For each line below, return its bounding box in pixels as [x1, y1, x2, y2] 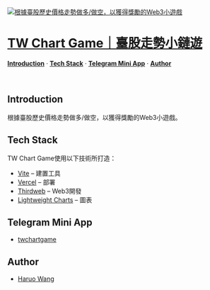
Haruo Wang [17, 274, 54, 283]
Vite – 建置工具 [17, 169, 62, 177]
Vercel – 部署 [17, 177, 56, 186]
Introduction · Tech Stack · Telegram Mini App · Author [7, 59, 172, 67]
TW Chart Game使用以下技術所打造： [7, 154, 117, 162]
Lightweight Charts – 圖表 [17, 195, 93, 204]
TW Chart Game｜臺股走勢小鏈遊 [7, 35, 203, 52]
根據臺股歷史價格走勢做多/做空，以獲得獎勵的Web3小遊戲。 [7, 113, 182, 121]
